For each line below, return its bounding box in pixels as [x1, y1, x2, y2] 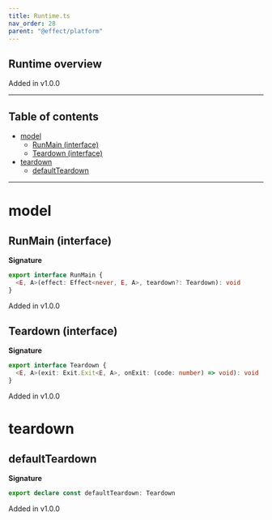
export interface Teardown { [8, 362, 107, 370]
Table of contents [8, 110, 99, 123]
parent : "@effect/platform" [8, 27, 104, 35]
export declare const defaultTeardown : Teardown [8, 489, 176, 497]
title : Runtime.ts [8, 11, 70, 20]
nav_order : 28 [8, 19, 57, 28]
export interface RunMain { [8, 271, 104, 279]
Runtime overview [8, 57, 103, 71]
